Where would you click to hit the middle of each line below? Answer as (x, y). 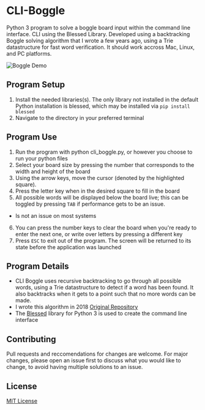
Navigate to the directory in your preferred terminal (80, 117)
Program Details (38, 266)
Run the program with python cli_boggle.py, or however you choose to (104, 152)
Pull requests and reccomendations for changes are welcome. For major (97, 354)
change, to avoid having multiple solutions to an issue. (75, 367)
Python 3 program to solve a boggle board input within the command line (99, 28)
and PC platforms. (29, 53)
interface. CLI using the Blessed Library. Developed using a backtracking (98, 34)
